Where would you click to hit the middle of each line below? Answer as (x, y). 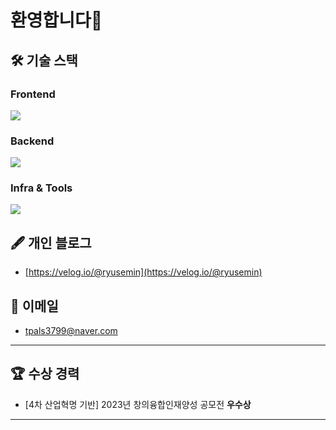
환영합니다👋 (56, 20)
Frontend (33, 94)
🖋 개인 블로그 (51, 242)
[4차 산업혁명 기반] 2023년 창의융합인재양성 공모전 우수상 (138, 404)
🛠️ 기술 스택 (44, 60)
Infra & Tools (41, 188)
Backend (32, 141)
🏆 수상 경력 (45, 374)
